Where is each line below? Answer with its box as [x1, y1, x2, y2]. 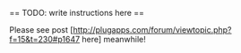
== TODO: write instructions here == [9, 8, 145, 18]
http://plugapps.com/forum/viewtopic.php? [73, 25, 232, 34]
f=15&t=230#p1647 [9, 34, 81, 44]
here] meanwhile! [82, 34, 146, 44]
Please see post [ [9, 25, 73, 34]
